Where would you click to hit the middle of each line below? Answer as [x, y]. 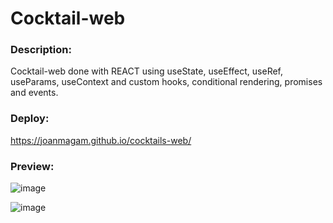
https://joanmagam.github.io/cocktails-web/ [101, 140]
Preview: [32, 166]
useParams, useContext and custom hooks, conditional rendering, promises [166, 82]
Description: [41, 50]
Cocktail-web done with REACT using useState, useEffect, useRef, [147, 71]
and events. [34, 93]
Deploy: [30, 119]
